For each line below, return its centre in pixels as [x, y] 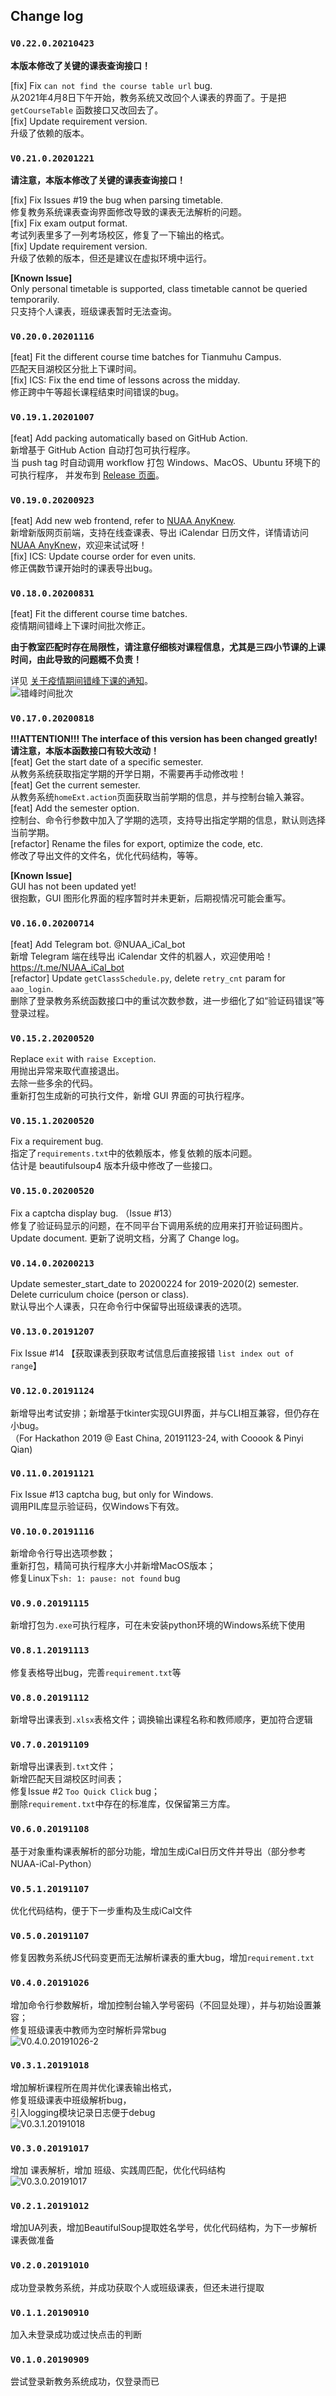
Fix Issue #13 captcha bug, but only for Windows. [112, 1494]
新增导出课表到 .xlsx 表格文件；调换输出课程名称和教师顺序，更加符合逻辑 [161, 1720]
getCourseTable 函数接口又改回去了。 [87, 110]
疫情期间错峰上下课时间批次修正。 [80, 626]
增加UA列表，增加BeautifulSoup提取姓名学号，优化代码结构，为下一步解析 [164, 2228]
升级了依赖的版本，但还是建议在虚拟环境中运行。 [111, 258]
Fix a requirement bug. [57, 1141]
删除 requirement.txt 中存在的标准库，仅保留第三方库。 [123, 1804]
